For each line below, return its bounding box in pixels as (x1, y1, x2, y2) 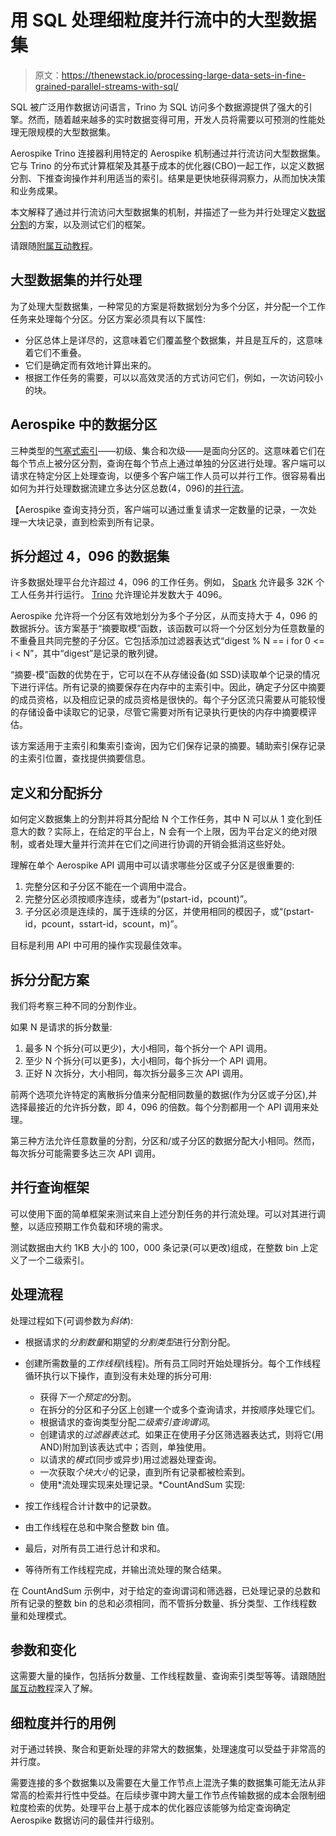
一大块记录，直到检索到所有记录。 (18, 516, 160, 528)
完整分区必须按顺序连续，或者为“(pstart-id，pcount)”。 (24, 893, 253, 905)
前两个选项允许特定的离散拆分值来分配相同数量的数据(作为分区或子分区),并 (10, 1089, 318, 1100)
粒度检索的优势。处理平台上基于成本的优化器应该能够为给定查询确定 (10, 1802, 291, 1814)
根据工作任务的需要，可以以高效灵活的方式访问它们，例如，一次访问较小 (24, 371, 323, 383)
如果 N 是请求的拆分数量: (10, 1021, 113, 1033)
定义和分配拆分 (10, 784, 103, 801)
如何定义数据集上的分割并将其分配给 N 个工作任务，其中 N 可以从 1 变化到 (10, 813, 314, 825)
